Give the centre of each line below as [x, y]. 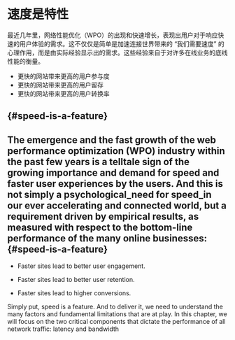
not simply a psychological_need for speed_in [109, 194]
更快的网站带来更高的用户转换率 [63, 93]
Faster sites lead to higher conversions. [74, 293]
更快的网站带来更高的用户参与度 [63, 76]
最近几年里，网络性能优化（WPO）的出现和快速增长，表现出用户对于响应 [113, 35]
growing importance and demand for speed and [113, 172]
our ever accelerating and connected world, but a [117, 205]
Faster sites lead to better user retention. [76, 280]
